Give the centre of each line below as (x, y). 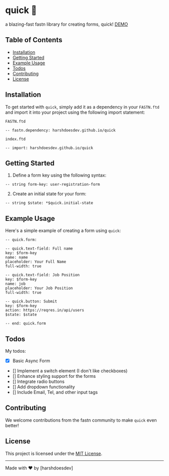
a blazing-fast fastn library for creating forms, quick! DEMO (67, 24)
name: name (17, 258)
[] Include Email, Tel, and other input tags (55, 392)
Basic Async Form (31, 361)
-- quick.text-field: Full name (39, 249)
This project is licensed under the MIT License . (54, 453)
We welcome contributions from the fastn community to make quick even (81, 420)
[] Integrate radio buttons (38, 381)
